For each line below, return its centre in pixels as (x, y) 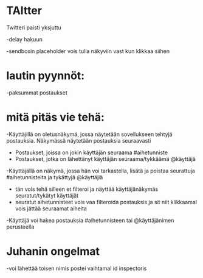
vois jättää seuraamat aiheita (51, 208)
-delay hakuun (24, 39)
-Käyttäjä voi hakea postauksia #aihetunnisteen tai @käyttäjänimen (90, 220)
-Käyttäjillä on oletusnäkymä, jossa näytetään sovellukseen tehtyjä (89, 134)
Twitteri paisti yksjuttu (34, 27)
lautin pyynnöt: (46, 76)
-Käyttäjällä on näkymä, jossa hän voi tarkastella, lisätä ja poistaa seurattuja (101, 171)
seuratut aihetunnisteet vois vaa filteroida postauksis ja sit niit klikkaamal (106, 202)
